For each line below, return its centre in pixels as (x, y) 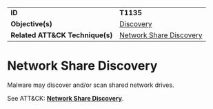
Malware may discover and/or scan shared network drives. (91, 85)
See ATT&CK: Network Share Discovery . (65, 98)
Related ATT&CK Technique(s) (62, 35)
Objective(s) (32, 24)
